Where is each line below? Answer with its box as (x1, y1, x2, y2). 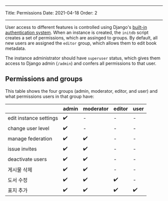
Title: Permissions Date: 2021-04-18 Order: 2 (5, 10, 97, 15)
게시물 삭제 (7, 167, 32, 174)
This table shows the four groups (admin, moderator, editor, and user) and (5, 88, 157, 94)
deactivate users (7, 156, 47, 163)
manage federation (7, 135, 52, 142)
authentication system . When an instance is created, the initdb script (5, 29, 149, 35)
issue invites (7, 146, 37, 153)
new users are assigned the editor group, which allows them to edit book (5, 40, 156, 46)
